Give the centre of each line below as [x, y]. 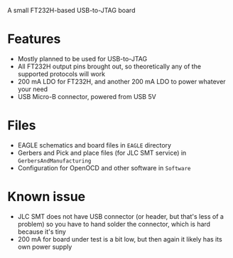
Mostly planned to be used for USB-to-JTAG [82, 58]
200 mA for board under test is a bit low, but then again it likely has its [120, 239]
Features [34, 39]
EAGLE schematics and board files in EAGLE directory [94, 145]
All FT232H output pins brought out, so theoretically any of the [109, 66]
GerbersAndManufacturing [54, 161]
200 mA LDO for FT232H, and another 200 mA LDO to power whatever [121, 81]
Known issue [47, 197]
